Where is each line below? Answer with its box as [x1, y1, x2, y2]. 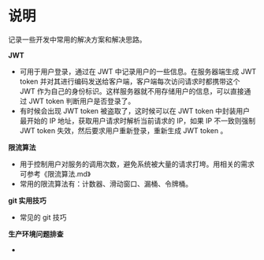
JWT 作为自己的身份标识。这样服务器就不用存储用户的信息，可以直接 [19, 86, 244, 95]
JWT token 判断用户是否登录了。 [28, 96, 136, 106]
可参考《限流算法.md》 [19, 169, 91, 178]
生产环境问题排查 [8, 229, 64, 239]
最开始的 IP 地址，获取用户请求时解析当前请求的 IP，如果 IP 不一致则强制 [19, 116, 256, 125]
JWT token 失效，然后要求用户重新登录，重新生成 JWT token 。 [19, 125, 228, 135]
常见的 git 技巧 [19, 212, 67, 221]
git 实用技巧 [8, 195, 47, 205]
